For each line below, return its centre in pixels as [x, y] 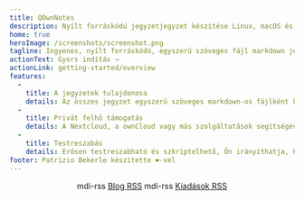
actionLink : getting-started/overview [82, 68]
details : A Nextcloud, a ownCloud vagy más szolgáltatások [139, 127]
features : [28, 77]
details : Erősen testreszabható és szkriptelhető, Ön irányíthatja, [157, 151]
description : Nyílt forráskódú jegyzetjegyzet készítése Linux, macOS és [152, 26]
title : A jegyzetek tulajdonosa [86, 93]
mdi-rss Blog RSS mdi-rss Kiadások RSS [152, 186]
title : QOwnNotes [42, 18]
